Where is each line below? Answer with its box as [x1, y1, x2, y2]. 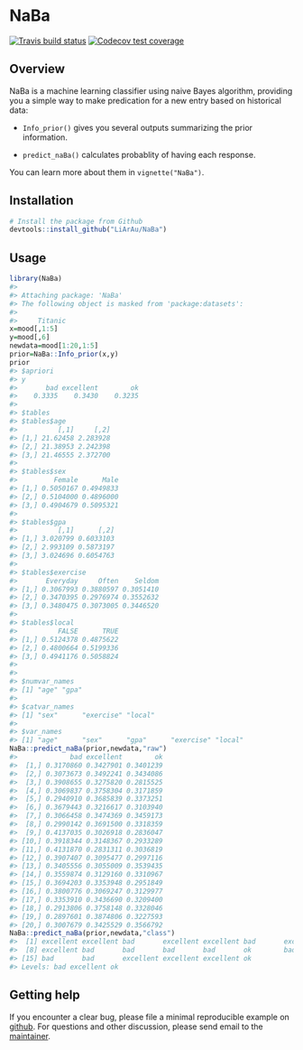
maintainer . [9, 1030, 51, 1041]
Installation [9, 193, 74, 209]
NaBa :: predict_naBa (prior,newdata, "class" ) [9, 929, 176, 938]
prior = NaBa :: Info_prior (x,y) [9, 349, 119, 358]
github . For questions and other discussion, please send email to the [9, 1021, 263, 1032]
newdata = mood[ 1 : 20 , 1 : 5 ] [9, 341, 99, 350]
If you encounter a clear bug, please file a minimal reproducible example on [9, 1011, 290, 1022]
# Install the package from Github [9, 217, 143, 226]
